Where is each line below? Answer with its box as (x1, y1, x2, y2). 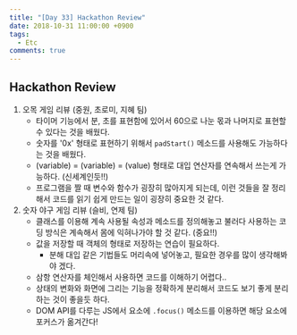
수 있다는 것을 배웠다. (35, 126, 110, 137)
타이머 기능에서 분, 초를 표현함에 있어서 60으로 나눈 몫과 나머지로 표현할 (35, 115, 286, 126)
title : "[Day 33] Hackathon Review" (9, 13, 146, 22)
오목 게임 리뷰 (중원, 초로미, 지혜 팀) (21, 104, 148, 114)
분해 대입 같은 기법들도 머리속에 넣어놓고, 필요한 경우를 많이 (48, 249, 257, 260)
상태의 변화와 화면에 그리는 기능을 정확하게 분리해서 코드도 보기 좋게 (35, 282, 273, 293)
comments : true (9, 46, 66, 55)
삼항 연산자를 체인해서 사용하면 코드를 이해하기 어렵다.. (35, 272, 227, 282)
